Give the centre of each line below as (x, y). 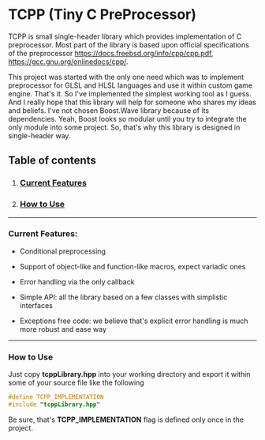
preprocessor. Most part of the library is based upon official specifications (129, 44)
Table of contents (52, 161)
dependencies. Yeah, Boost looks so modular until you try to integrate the (127, 118)
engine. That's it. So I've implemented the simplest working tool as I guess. (130, 93)
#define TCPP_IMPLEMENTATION (56, 397)
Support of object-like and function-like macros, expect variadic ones (132, 266)
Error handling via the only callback (77, 281)
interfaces (36, 305)
